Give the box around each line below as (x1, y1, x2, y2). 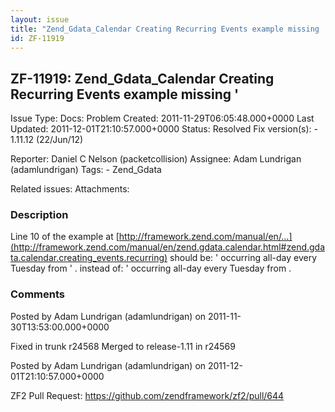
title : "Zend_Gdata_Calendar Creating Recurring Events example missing (10, 24, 320, 34)
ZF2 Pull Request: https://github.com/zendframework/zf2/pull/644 (10, 389, 285, 401)
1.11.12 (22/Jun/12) (10, 134, 84, 146)
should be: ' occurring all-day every (169, 252, 318, 264)
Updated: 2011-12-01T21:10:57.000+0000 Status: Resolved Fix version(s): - (10, 123, 318, 135)
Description (10, 208, 69, 222)
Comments (10, 287, 65, 301)
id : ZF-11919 (10, 33, 65, 43)
